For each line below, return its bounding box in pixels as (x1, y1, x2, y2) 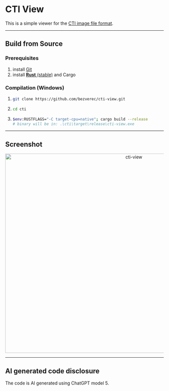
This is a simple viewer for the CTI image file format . (5, 20, 114, 26)
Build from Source (5, 39, 63, 48)
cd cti (12, 106, 27, 111)
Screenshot (5, 140, 43, 148)
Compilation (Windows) (5, 84, 64, 91)
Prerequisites (5, 54, 39, 62)
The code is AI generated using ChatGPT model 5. (5, 380, 109, 386)
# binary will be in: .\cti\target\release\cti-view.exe (12, 121, 135, 127)
